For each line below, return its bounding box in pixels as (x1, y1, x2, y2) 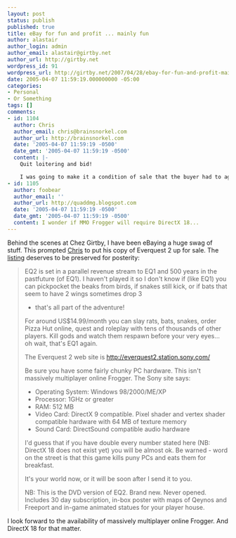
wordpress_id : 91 (7, 63, 58, 70)
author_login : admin (7, 43, 68, 50)
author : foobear (13, 186, 61, 193)
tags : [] (7, 102, 33, 109)
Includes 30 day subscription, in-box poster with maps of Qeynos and (24, 495, 227, 504)
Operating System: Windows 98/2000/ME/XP (34, 388, 167, 396)
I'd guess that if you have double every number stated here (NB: (24, 438, 211, 447)
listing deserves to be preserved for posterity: (7, 253, 140, 262)
